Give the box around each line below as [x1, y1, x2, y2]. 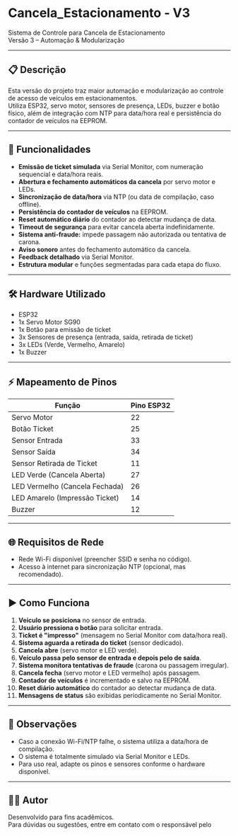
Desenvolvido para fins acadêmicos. [8, 813, 114, 822]
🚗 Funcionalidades [8, 144, 91, 156]
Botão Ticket [11, 424, 54, 434]
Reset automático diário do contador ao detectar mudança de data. [18, 214, 217, 224]
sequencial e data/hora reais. [18, 170, 104, 178]
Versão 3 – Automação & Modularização [8, 35, 125, 44]
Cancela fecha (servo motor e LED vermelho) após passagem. [18, 668, 201, 677]
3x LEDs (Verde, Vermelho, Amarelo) [18, 340, 126, 349]
